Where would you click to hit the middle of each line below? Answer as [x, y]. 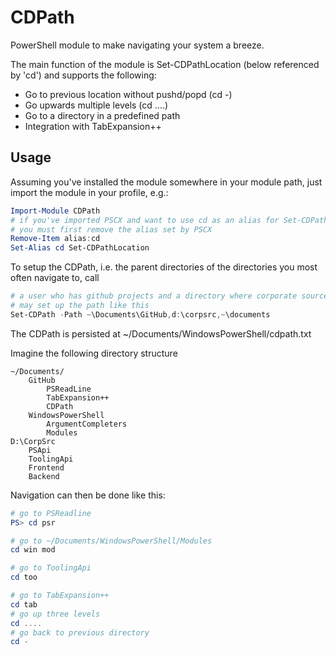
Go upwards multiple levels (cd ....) [96, 105]
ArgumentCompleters [87, 424]
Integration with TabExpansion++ [93, 126]
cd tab [24, 604]
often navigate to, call [55, 278]
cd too [24, 577]
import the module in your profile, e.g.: [89, 192]
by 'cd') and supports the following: [83, 75]
